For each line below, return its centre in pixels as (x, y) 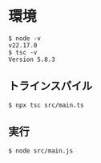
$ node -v (25, 38)
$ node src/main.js (41, 151)
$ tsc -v (23, 52)
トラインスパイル (50, 86)
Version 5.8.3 (32, 59)
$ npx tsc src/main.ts (46, 105)
